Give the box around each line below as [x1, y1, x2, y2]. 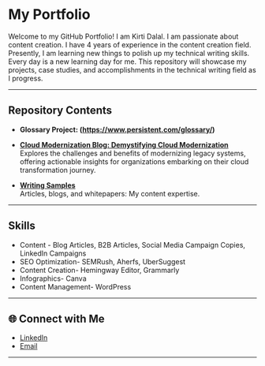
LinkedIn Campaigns [19, 248, 87, 258]
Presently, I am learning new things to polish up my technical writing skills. [8, 48, 250, 58]
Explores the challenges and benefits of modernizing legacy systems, [19, 148, 246, 158]
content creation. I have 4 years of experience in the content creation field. [8, 39, 252, 49]
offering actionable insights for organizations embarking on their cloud [19, 156, 249, 166]
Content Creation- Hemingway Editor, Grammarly [19, 265, 180, 274]
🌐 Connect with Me [8, 312, 105, 325]
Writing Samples [19, 180, 77, 190]
